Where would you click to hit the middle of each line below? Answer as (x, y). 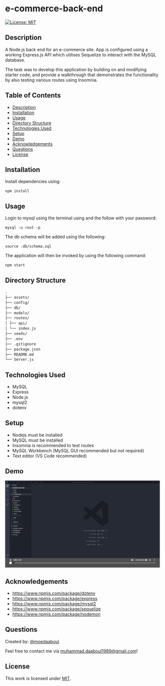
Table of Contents (33, 96)
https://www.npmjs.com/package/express (55, 598)
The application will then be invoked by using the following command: (76, 256)
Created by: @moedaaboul (32, 641)
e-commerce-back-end (54, 9)
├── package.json (23, 349)
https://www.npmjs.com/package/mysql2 (54, 604)
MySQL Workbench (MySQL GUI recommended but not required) (78, 450)
